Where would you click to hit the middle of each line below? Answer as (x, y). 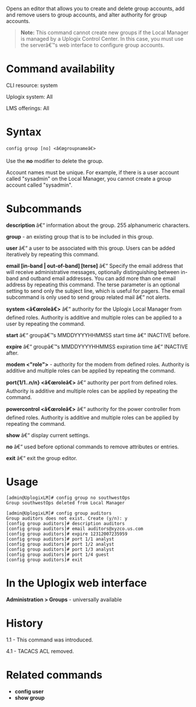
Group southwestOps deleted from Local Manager (66, 503)
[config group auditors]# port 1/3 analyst (60, 549)
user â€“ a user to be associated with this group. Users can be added (91, 248)
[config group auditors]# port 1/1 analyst (60, 539)
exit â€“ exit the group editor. (42, 458)
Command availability (61, 69)
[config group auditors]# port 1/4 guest (58, 555)
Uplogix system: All (29, 96)
